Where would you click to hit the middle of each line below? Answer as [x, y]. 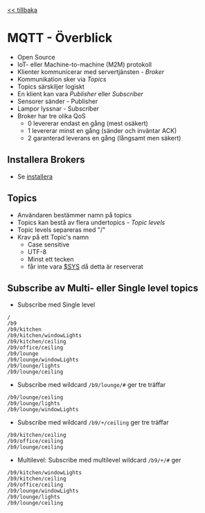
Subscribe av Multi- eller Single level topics [103, 288]
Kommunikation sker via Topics [62, 79]
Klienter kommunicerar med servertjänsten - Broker [91, 71]
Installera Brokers [46, 160]
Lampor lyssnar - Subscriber [58, 108]
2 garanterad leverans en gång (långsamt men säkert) [104, 138]
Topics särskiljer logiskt [51, 87]
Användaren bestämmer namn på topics [74, 215]
